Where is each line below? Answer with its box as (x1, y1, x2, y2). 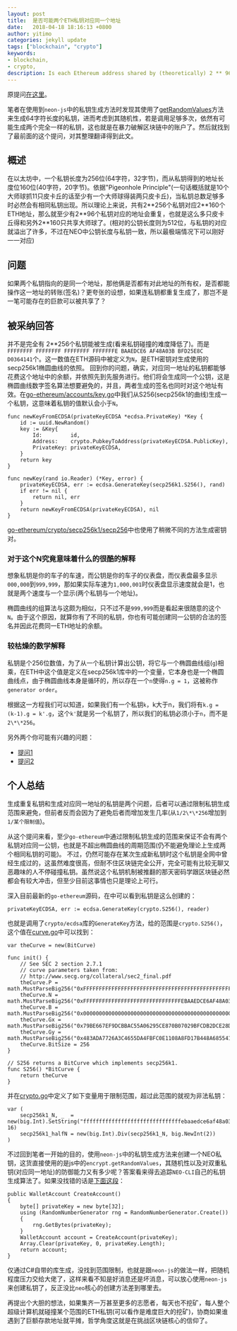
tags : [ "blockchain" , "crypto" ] (7, 43, 102, 50)
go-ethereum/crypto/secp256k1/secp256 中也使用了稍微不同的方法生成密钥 (7, 525, 227, 534)
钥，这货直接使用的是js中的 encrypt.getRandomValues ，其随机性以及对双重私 (7, 1159, 227, 1167)
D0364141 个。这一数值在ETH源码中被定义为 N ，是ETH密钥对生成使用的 (7, 355, 209, 363)
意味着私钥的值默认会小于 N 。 (37, 399, 122, 407)
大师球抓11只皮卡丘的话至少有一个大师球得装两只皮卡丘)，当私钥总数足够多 (7, 192, 225, 200)
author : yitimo (7, 30, 52, 38)
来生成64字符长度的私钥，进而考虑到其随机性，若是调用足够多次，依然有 (7, 114, 219, 122)
